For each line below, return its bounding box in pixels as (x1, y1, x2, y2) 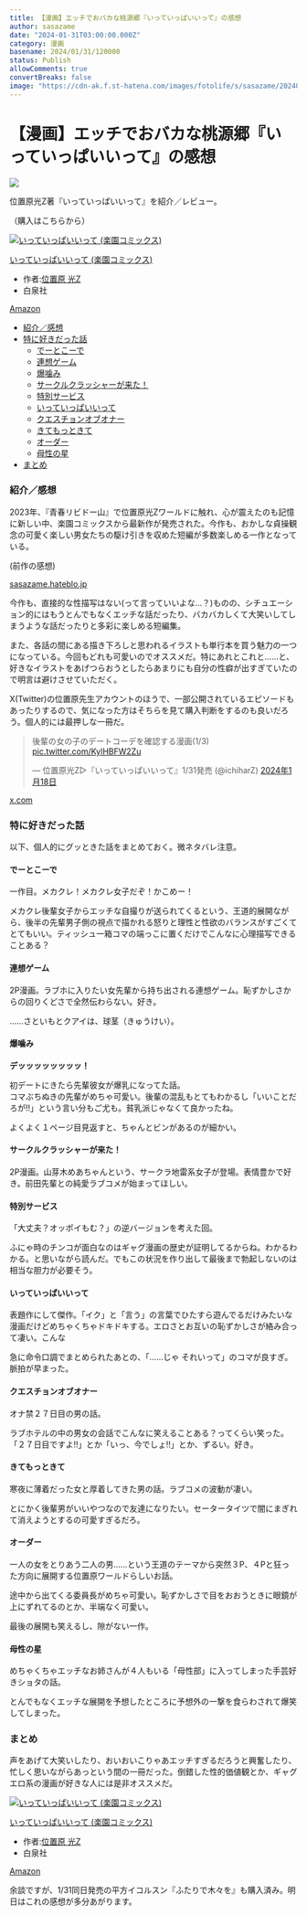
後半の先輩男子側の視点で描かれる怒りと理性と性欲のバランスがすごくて (25, 917, 298, 928)
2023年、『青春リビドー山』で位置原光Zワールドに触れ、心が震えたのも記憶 (9, 506, 295, 517)
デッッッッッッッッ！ (9, 1059, 90, 1070)
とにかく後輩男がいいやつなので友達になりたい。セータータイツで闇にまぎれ (9, 1503, 298, 1514)
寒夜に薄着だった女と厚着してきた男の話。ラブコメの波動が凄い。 (9, 1483, 258, 1495)
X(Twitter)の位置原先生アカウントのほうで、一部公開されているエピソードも (9, 693, 295, 704)
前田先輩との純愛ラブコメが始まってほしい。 (25, 1177, 193, 1188)
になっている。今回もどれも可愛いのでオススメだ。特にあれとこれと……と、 (9, 651, 295, 662)
